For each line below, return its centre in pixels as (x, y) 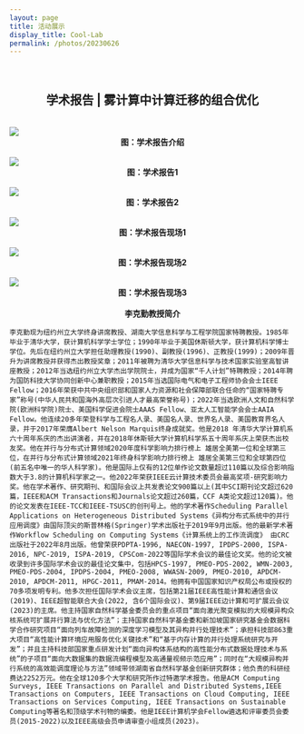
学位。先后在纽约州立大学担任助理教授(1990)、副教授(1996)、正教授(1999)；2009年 (149, 352)
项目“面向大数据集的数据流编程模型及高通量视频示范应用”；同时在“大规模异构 (158, 660)
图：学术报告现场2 (152, 263)
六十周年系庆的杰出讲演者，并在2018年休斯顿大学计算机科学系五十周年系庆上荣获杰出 (146, 439)
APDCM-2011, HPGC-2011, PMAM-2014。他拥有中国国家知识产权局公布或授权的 (162, 582)
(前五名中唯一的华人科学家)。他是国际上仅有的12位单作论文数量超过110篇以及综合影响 (149, 468)
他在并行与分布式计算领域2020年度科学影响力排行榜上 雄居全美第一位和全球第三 (158, 449)
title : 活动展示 (37, 26)
